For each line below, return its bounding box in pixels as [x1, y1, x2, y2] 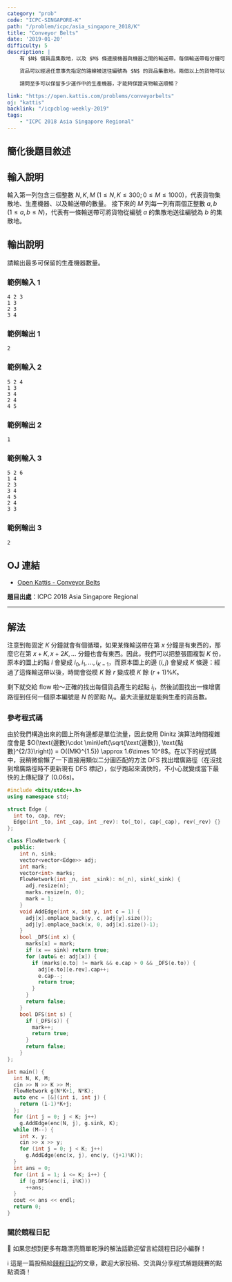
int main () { [7, 1068, 45, 1075]
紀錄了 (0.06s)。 [30, 773, 78, 781]
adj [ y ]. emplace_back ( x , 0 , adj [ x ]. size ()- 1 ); [25, 921, 159, 928]
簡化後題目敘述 [7, 146, 71, 158]
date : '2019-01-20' [7, 36, 64, 43]
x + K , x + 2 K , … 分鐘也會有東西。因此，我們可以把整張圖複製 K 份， [32, 650, 225, 658]
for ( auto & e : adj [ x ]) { [25, 953, 97, 960]
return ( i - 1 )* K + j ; [19, 1100, 72, 1108]
